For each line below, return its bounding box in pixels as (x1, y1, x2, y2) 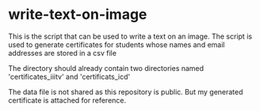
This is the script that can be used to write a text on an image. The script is (8, 31, 252, 41)
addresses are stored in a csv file (8, 48, 117, 57)
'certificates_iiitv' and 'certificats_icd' (8, 72, 131, 81)
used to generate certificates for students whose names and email (8, 39, 225, 49)
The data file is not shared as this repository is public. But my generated (8, 87, 243, 96)
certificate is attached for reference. (8, 95, 127, 105)
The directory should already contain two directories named (8, 63, 205, 72)
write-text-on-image (8, 6, 147, 24)
